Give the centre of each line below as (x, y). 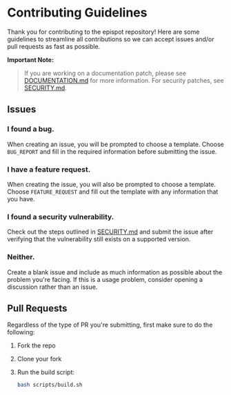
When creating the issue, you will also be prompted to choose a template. (111, 184)
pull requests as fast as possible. (54, 46)
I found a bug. (31, 129)
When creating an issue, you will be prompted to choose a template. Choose (115, 144)
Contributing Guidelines (77, 13)
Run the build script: (46, 372)
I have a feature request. (49, 169)
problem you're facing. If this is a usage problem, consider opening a (105, 279)
